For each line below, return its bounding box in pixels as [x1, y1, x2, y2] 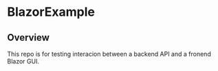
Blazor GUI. [7, 57, 40, 65]
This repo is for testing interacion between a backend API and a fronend [7, 50, 211, 58]
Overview [7, 32, 50, 43]
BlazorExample [7, 4, 95, 20]
